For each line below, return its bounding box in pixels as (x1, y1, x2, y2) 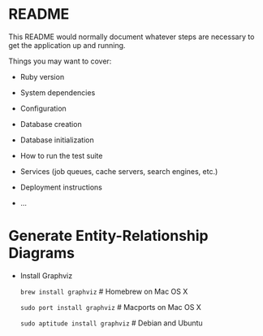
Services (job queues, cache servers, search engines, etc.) (19, 166, 218, 176)
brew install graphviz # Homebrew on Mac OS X (19, 286, 188, 296)
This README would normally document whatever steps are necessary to (8, 32, 255, 41)
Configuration (19, 103, 67, 113)
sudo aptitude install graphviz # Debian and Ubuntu (19, 318, 203, 328)
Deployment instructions (19, 182, 103, 192)
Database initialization (19, 135, 95, 145)
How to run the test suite (19, 151, 103, 160)
